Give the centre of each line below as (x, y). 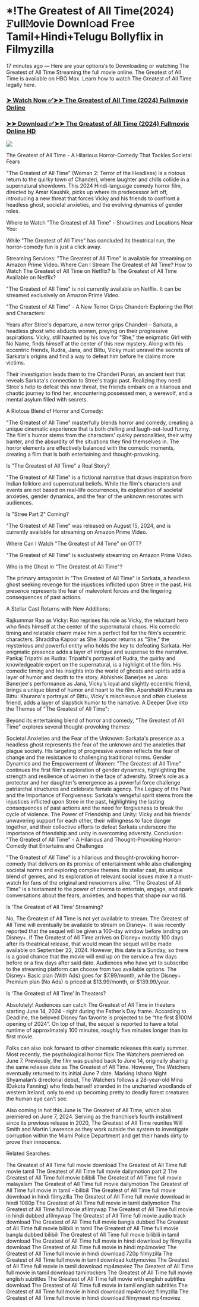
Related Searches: (29, 1153)
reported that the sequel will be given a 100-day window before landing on (97, 931)
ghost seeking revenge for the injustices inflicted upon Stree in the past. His (99, 584)
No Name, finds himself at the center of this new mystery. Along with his (95, 344)
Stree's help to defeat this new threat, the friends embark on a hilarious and (99, 387)
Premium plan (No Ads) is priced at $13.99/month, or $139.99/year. (88, 982)
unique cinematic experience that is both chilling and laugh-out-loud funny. (98, 429)
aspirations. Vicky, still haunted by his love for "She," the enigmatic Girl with (99, 337)
